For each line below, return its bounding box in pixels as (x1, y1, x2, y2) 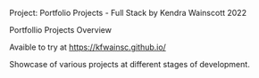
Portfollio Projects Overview (9, 25, 112, 35)
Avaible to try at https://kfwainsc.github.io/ (9, 42, 167, 52)
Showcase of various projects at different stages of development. (9, 59, 250, 69)
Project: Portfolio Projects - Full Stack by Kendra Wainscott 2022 (9, 8, 247, 18)
